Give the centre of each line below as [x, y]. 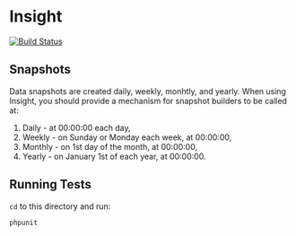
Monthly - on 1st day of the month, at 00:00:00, [110, 146]
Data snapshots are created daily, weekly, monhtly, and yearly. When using [148, 91]
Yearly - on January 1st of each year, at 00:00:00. [114, 156]
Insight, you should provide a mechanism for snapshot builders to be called [148, 101]
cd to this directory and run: [60, 206]
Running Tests [50, 184]
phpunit [24, 223]
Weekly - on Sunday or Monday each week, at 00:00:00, [127, 137]
